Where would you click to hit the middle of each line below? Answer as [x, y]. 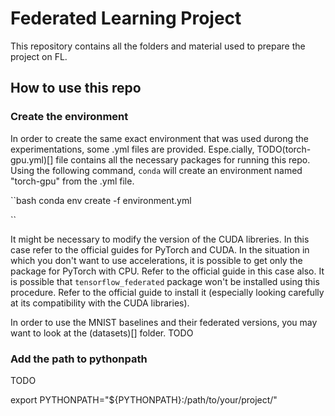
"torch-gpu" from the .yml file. [72, 181]
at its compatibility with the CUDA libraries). [100, 303]
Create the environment [69, 117]
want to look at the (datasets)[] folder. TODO [102, 333]
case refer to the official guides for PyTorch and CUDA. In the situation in [160, 249]
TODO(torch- [284, 149]
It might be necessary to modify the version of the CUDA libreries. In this [160, 239]
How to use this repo [76, 88]
